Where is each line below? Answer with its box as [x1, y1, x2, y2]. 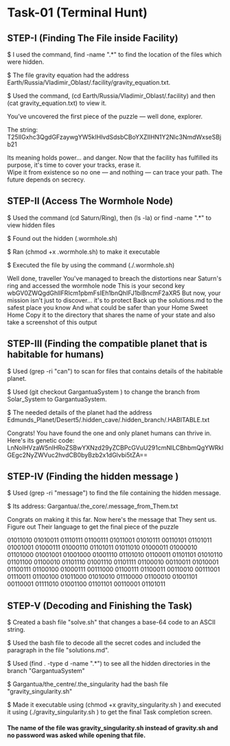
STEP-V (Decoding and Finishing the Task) [7, 600, 193, 611]
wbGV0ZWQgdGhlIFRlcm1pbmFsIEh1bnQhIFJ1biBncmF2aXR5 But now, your [7, 289, 221, 297]
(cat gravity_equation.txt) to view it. [7, 99, 107, 107]
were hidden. [7, 58, 45, 66]
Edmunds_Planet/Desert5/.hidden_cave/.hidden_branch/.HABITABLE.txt [7, 415, 210, 424]
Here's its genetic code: [7, 436, 75, 444]
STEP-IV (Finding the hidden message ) [7, 471, 179, 483]
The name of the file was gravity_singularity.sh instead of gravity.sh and [7, 723, 218, 732]
